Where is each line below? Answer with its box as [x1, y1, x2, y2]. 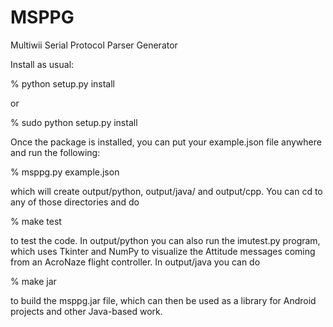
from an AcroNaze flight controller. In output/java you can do [10, 256, 261, 268]
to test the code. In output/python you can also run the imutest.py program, [10, 234, 321, 246]
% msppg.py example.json [10, 166, 120, 178]
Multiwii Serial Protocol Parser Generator [10, 39, 178, 51]
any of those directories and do [10, 196, 140, 208]
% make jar [10, 275, 57, 287]
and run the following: [10, 146, 101, 158]
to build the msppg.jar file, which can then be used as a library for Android [10, 294, 317, 306]
